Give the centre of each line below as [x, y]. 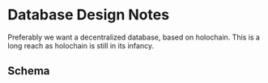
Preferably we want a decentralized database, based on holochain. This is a [134, 37]
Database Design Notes [89, 15]
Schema [29, 71]
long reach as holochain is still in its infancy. [81, 45]
